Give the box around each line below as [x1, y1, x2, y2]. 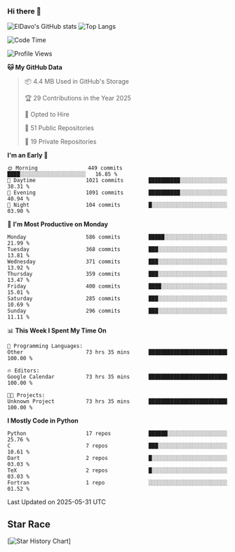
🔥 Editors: [7, 367, 40, 375]
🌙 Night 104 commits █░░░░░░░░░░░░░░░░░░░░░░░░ [7, 202, 228, 209]
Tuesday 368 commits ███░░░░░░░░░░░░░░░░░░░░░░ [7, 246, 228, 253]
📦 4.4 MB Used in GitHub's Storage [24, 77, 130, 86]
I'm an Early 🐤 [7, 151, 48, 160]
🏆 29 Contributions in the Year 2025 [24, 94, 132, 103]
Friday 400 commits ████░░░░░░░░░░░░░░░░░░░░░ [7, 283, 228, 290]
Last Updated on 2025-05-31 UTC [7, 498, 107, 506]
